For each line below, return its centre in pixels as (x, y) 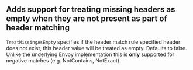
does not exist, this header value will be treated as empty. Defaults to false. (96, 48)
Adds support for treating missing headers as (91, 10)
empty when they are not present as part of (87, 19)
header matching (38, 28)
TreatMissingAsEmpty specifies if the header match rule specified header (93, 42)
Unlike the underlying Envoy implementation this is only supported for (90, 54)
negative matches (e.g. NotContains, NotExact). (63, 60)
